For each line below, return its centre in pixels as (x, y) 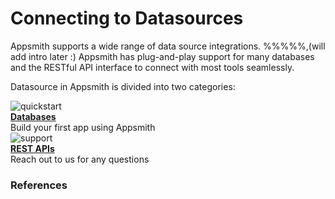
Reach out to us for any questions (80, 159)
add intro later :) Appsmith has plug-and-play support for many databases (162, 56)
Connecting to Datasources (127, 18)
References (39, 185)
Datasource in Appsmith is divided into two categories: (123, 86)
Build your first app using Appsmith (83, 127)
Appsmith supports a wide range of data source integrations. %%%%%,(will (168, 46)
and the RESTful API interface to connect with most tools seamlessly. (152, 67)
